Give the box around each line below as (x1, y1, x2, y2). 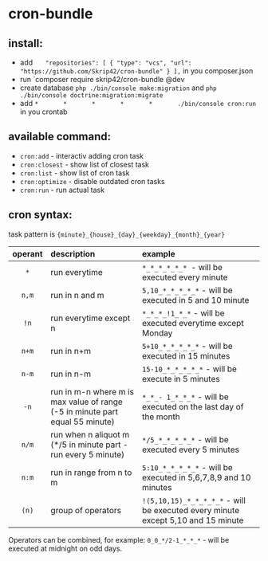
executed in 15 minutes (142, 350, 231, 361)
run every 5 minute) (50, 449, 125, 460)
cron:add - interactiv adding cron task (19, 151, 144, 160)
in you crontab (19, 107, 68, 116)
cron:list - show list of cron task (19, 168, 130, 178)
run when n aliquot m (50, 429, 130, 440)
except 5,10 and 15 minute (142, 515, 244, 526)
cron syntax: (8, 208, 73, 222)
